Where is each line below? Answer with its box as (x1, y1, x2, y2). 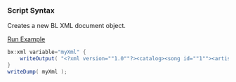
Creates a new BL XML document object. (7, 22, 126, 30)
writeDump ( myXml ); (7, 68, 68, 75)
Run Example (7, 35, 46, 43)
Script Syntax (7, 6, 55, 15)
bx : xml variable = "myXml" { (7, 48, 86, 56)
